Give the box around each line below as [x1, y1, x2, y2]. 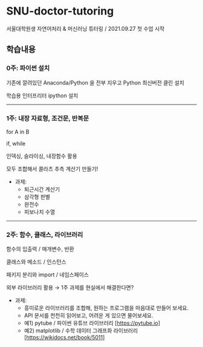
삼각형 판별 [24, 193, 50, 200]
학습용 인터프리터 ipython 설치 [6, 92, 79, 99]
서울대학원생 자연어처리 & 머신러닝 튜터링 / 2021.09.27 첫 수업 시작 [6, 25, 165, 32]
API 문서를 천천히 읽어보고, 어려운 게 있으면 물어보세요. [24, 312, 153, 319]
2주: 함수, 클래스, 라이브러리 [6, 230, 83, 239]
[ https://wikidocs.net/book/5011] [24, 334, 105, 341]
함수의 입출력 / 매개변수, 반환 [6, 245, 74, 253]
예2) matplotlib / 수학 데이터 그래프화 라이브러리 [24, 327, 138, 334]
